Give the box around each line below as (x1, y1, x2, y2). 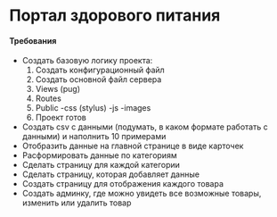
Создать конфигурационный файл (35, 64, 165, 76)
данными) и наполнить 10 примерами (21, 131, 167, 142)
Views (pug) (35, 84, 80, 95)
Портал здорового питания (9, 5, 221, 26)
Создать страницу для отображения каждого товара (21, 179, 224, 189)
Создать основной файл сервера (35, 74, 162, 85)
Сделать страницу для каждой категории (21, 160, 181, 171)
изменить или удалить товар (21, 197, 132, 208)
